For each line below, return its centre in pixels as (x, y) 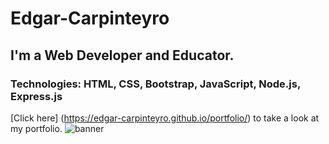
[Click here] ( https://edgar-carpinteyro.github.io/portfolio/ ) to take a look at (165, 118)
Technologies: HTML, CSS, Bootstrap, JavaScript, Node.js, (155, 84)
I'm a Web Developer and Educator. (122, 55)
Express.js (36, 96)
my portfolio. (36, 128)
